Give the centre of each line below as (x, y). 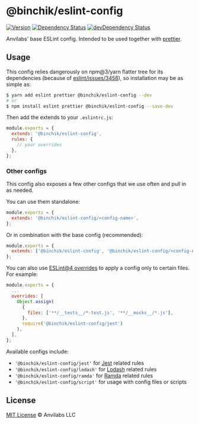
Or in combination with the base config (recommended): (75, 235)
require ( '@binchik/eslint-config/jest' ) (72, 324)
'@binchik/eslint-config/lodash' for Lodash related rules (86, 369)
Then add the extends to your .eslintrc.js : (60, 117)
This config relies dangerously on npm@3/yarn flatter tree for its (85, 72)
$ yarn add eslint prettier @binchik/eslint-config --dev (79, 95)
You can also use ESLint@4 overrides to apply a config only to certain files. (98, 268)
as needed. (20, 190)
